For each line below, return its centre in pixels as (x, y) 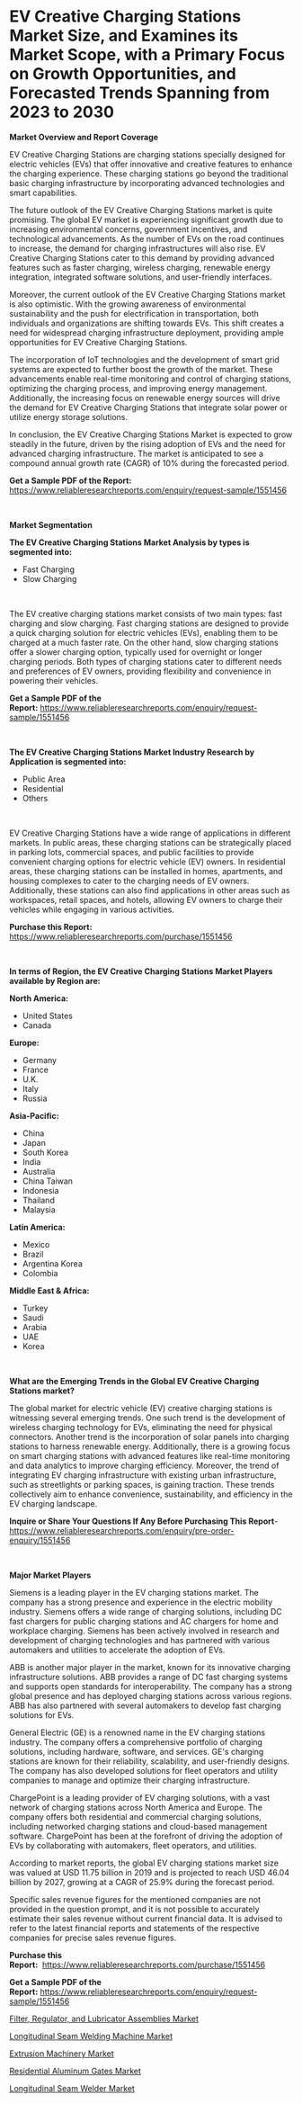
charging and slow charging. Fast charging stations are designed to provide (149, 623)
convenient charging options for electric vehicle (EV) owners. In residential (147, 862)
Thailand (39, 1200)
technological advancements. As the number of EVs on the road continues (147, 238)
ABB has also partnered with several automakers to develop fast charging (145, 1705)
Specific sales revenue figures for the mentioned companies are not (135, 1899)
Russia (35, 1098)
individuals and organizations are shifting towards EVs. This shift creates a (147, 323)
